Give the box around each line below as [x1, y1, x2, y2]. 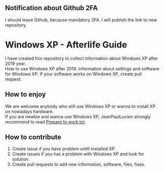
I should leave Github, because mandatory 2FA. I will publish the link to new [5, 17, 158, 22]
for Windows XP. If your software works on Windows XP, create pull [5, 71, 142, 77]
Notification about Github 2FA [5, 4, 98, 12]
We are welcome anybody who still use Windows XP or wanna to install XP [5, 103, 156, 109]
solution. [12, 156, 30, 162]
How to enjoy [5, 90, 46, 99]
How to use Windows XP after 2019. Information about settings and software [5, 65, 160, 71]
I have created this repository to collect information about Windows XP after [5, 55, 158, 61]
